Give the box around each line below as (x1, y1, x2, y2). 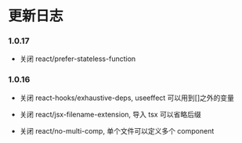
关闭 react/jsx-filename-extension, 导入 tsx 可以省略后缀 (19, 109, 201, 119)
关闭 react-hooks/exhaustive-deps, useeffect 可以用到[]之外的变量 (19, 93, 235, 102)
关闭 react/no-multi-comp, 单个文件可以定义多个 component (19, 126, 215, 135)
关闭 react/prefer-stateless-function (19, 54, 136, 63)
